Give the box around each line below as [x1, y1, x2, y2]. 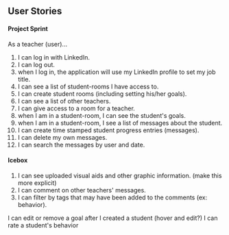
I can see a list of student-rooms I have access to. [17, 82, 159, 90]
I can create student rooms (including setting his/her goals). [17, 89, 187, 98]
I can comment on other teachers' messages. [17, 186, 146, 194]
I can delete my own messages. [17, 133, 108, 141]
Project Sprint [8, 24, 49, 33]
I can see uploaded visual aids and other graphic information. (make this [17, 171, 222, 180]
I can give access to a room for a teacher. [17, 104, 136, 112]
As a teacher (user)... [8, 40, 68, 48]
